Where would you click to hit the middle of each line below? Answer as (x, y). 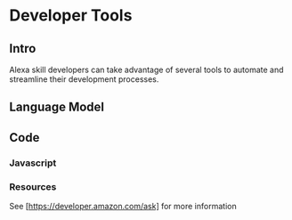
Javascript (33, 163)
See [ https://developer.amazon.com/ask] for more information (123, 206)
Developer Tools (71, 16)
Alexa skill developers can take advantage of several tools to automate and (146, 69)
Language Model (57, 107)
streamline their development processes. (84, 79)
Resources (33, 186)
